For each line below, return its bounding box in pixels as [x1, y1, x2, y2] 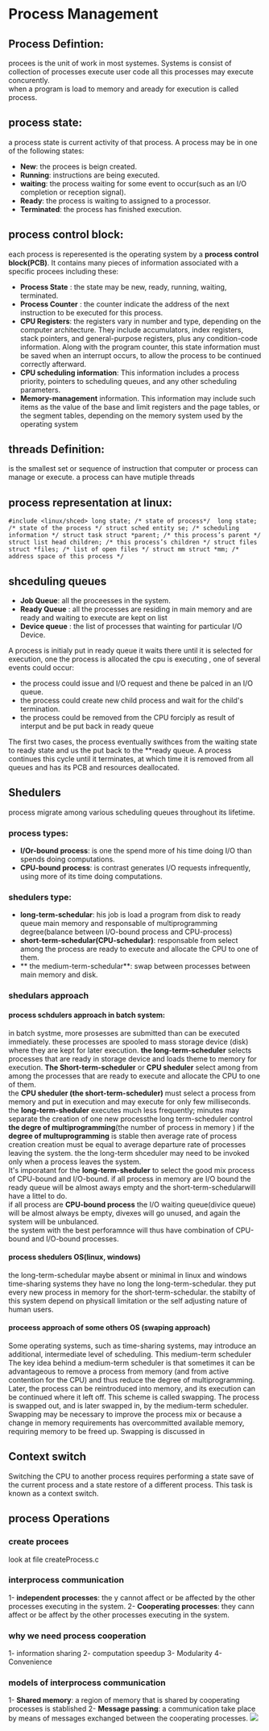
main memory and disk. [19, 970, 98, 980]
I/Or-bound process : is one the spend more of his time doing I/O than [19, 846, 252, 856]
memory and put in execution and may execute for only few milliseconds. [8, 1096, 251, 1106]
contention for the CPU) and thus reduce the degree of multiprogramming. [8, 1375, 255, 1384]
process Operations [8, 1512, 110, 1525]
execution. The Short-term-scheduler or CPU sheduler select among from [8, 1062, 259, 1072]
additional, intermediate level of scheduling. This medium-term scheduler [8, 1349, 252, 1359]
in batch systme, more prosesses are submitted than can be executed [8, 1028, 240, 1037]
